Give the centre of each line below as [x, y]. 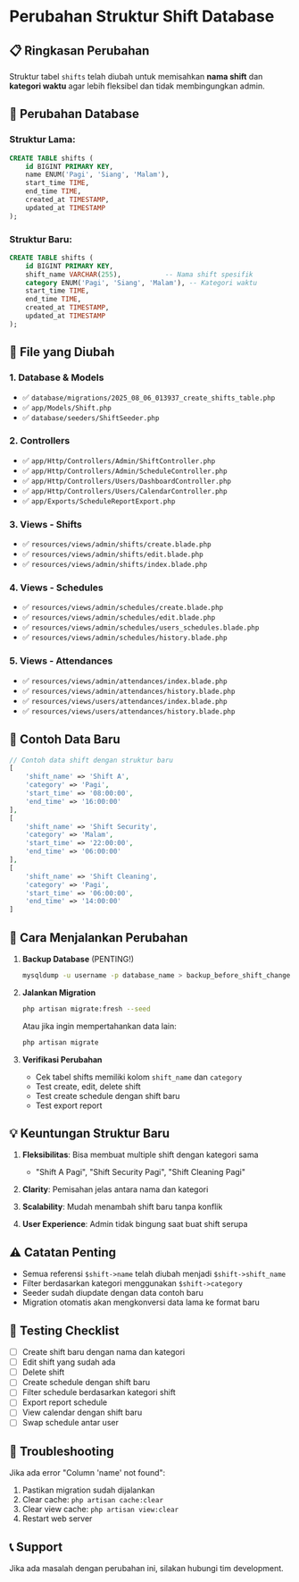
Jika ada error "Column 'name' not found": [87, 1473]
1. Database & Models [57, 377]
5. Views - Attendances [61, 661]
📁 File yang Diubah [62, 352]
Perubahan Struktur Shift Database [142, 17]
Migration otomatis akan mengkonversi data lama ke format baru [141, 1302]
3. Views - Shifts [46, 524]
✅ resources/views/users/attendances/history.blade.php [129, 711]
